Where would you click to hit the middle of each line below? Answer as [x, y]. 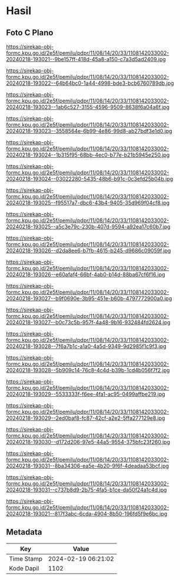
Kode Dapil [24, 568]
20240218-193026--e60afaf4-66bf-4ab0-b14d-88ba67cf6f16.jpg [86, 274]
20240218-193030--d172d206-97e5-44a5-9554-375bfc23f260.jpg [88, 442]
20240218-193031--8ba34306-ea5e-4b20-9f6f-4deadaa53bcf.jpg [88, 466]
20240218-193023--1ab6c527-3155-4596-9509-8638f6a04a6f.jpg [88, 107]
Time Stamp [26, 559]
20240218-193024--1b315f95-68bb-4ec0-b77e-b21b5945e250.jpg [88, 155]
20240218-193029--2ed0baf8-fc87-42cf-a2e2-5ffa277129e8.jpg [86, 418]
